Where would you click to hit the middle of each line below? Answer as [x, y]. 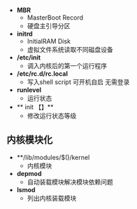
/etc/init [29, 58]
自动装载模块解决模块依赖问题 [70, 182]
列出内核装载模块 [52, 198]
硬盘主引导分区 [49, 26]
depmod [29, 173]
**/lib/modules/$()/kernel [53, 157]
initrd [24, 34]
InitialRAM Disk [49, 41]
